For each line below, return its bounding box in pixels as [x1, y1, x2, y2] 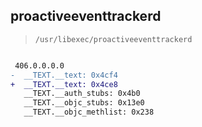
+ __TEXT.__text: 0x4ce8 [10, 79, 118, 89]
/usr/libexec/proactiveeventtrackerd [34, 34, 193, 44]
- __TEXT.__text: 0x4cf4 [10, 70, 118, 80]
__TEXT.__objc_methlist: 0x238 [23, 107, 155, 118]
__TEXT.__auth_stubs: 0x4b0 [23, 89, 141, 99]
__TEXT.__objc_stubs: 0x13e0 [23, 98, 145, 108]
